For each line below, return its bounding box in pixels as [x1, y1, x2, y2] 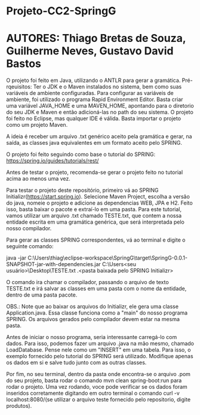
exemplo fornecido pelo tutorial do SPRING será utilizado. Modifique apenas [6, 353, 193, 360]
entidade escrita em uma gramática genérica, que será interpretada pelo [6, 218, 185, 225]
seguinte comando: [6, 243, 54, 250]
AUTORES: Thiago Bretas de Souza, [6, 32, 186, 45]
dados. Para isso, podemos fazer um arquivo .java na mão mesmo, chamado [6, 340, 195, 347]
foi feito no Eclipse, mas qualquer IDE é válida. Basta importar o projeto [6, 115, 181, 122]
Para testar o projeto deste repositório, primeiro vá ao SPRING [6, 187, 159, 194]
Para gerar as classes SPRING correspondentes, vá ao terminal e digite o [6, 236, 186, 243]
